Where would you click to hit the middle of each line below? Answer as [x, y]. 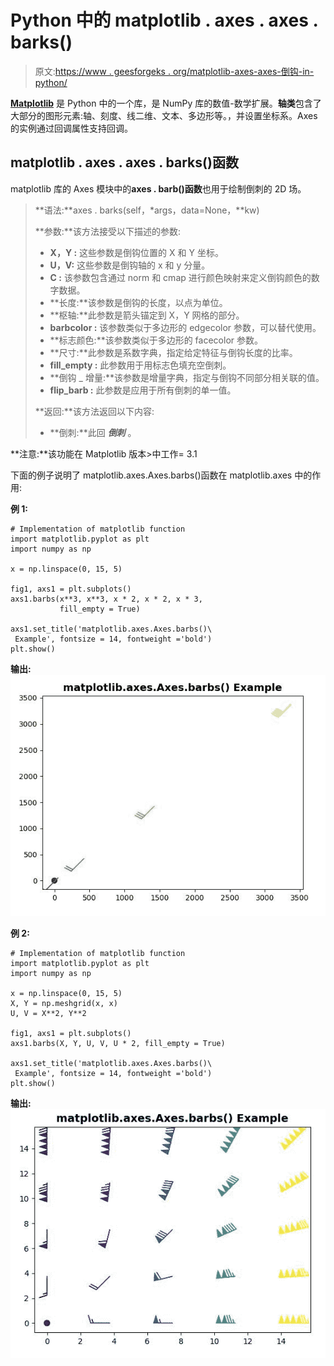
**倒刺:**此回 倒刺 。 [93, 432]
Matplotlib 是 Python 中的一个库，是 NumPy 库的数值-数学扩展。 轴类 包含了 [166, 103]
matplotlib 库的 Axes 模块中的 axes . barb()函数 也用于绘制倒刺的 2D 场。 [158, 188]
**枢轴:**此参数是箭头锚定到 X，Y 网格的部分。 [147, 315]
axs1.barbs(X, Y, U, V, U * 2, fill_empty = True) [118, 1044]
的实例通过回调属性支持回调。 [71, 128]
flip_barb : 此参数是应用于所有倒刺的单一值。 [143, 390]
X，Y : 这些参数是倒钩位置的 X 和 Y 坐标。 [136, 252]
